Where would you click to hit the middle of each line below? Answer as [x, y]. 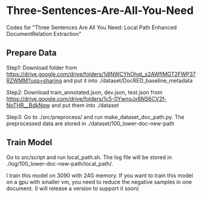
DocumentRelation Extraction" [44, 33]
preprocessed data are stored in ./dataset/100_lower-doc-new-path [90, 123]
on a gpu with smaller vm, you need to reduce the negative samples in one [99, 182]
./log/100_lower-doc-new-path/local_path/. [60, 163]
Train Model [29, 142]
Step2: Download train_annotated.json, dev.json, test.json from [84, 92]
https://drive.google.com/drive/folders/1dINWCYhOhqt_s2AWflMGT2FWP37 [101, 74]
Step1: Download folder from [42, 67]
